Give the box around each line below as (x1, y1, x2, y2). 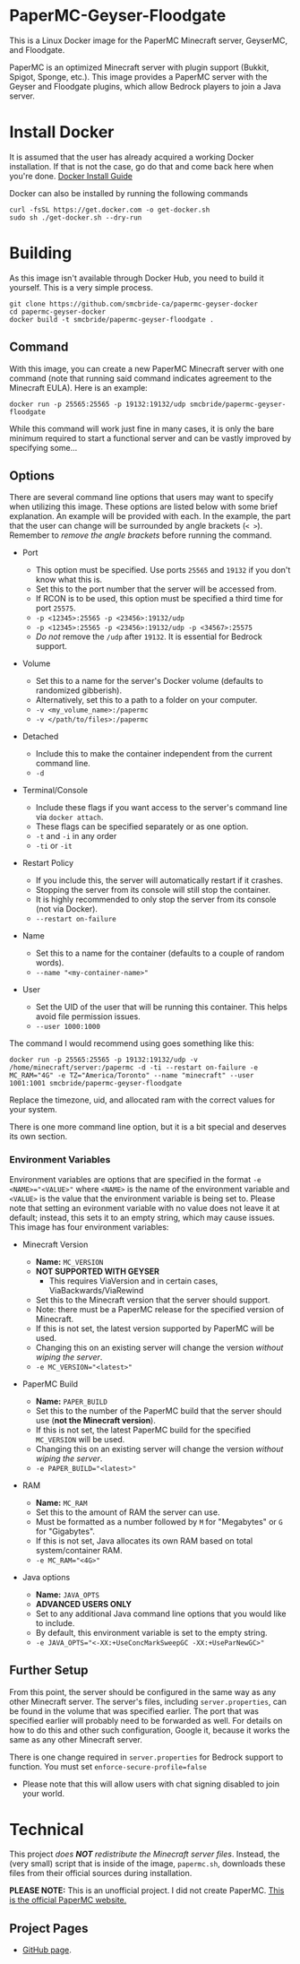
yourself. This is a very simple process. (9, 281, 154, 292)
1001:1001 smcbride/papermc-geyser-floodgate (9, 1079, 182, 1088)
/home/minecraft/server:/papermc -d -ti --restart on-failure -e (9, 1063, 258, 1072)
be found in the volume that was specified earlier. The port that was (9, 1705, 260, 1717)
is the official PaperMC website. (9, 1895, 127, 1906)
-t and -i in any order (35, 831, 117, 842)
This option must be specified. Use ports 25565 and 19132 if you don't (35, 565, 291, 575)
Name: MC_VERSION (35, 1256, 104, 1267)
